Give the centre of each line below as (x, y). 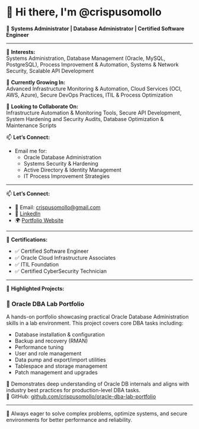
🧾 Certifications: (27, 239)
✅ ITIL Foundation (37, 264)
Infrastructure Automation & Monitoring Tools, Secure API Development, (94, 113)
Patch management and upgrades (56, 373)
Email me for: (31, 151)
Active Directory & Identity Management (72, 170)
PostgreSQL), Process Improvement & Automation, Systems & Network (92, 64)
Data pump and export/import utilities (60, 360)
